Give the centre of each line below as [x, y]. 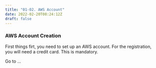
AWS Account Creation [33, 36]
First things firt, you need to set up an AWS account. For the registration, [78, 46]
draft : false [18, 19]
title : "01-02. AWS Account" [35, 10]
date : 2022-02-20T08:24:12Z [34, 14]
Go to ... [13, 61]
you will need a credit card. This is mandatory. [52, 51]
